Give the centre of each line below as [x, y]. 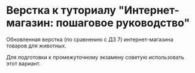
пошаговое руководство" [123, 23]
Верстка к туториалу [61, 10]
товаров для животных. [36, 46]
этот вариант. [23, 64]
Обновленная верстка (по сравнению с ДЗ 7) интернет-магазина [90, 39]
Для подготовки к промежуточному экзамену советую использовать [95, 57]
